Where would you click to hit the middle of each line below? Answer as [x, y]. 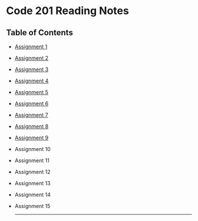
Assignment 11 [32, 160]
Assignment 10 [33, 149]
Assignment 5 [32, 92]
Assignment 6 [32, 103]
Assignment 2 [32, 58]
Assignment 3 [32, 69]
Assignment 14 [33, 195]
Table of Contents [40, 33]
